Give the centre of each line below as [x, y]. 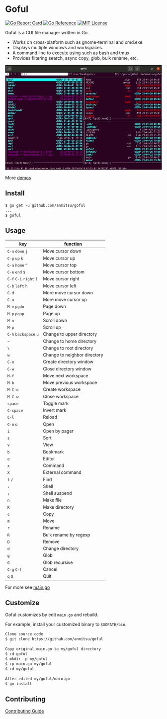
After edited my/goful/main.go [38, 679]
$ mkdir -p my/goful [27, 659]
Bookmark [53, 451]
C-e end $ [16, 272]
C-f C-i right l [23, 279]
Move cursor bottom [64, 272]
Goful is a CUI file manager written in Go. [47, 32]
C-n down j [17, 252]
